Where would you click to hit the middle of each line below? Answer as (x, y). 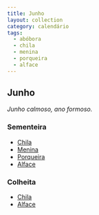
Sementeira (27, 127)
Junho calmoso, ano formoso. (50, 109)
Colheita (22, 182)
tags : (15, 33)
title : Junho (26, 13)
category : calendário (38, 26)
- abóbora (27, 39)
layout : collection (35, 20)
